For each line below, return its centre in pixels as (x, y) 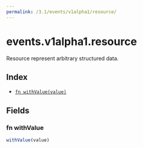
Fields (18, 110)
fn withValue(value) (41, 92)
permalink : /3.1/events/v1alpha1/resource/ (62, 12)
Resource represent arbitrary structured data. (62, 58)
